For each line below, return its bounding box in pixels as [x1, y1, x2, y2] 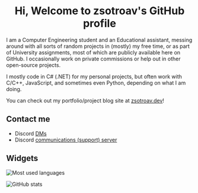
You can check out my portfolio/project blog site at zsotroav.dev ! [6, 96, 165, 104]
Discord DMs [14, 130, 47, 137]
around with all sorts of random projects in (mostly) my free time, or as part [6, 43, 190, 50]
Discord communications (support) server [14, 136, 117, 143]
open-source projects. [6, 61, 61, 69]
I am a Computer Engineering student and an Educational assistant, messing [6, 36, 193, 43]
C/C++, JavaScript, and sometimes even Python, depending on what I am [6, 79, 186, 86]
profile [82, 17, 117, 30]
